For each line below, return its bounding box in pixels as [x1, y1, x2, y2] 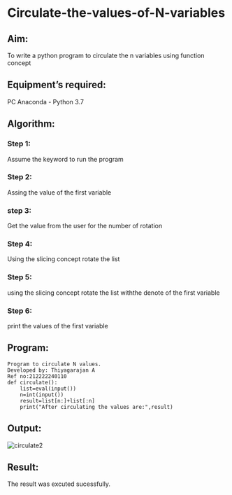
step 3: [7, 205, 31, 215]
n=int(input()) [20, 391, 64, 398]
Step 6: [7, 306, 33, 316]
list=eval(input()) [20, 385, 77, 392]
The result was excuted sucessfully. [7, 480, 110, 488]
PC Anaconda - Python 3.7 [7, 97, 84, 106]
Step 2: [7, 172, 33, 182]
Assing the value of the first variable [7, 188, 112, 197]
